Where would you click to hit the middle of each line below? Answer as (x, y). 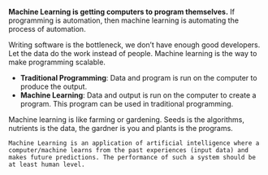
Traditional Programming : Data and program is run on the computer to (138, 78)
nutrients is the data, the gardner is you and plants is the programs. (121, 128)
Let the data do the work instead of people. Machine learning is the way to (133, 53)
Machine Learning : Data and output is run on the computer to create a (138, 95)
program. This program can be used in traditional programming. (127, 104)
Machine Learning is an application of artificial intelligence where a (134, 143)
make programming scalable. (57, 62)
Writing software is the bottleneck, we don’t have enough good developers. (134, 45)
